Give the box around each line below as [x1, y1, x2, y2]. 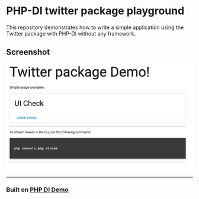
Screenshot [6, 47, 50, 57]
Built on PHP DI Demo [6, 185, 69, 194]
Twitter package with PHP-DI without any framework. [6, 30, 136, 37]
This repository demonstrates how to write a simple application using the [6, 24, 184, 31]
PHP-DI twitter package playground [6, 4, 185, 18]
